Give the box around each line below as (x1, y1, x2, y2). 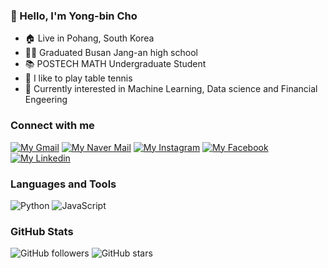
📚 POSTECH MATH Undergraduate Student (24, 58, 207, 70)
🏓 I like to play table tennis (24, 72, 133, 84)
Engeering (24, 94, 68, 106)
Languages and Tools (10, 177, 117, 191)
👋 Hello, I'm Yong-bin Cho (10, 9, 138, 23)
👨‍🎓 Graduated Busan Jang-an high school (24, 47, 198, 59)
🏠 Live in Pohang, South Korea (24, 32, 155, 44)
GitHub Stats (10, 224, 74, 238)
